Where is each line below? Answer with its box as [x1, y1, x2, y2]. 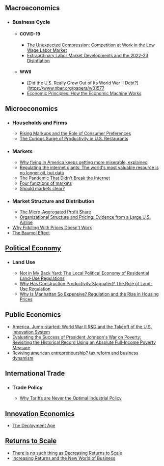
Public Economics [5, 310, 61, 319]
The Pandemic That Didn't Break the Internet [19, 175, 110, 181]
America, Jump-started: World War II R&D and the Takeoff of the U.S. [12, 324, 152, 330]
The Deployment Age [12, 423, 55, 428]
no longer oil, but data [19, 169, 64, 175]
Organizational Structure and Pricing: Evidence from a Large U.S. [19, 214, 151, 220]
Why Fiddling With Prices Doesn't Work [12, 225, 92, 231]
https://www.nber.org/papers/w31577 [28, 85, 105, 91]
